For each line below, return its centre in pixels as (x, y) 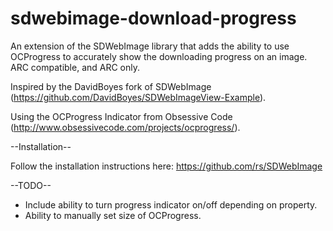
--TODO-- (31, 185)
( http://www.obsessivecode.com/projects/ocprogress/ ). (125, 127)
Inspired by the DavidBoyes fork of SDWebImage (111, 86)
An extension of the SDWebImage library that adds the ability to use (150, 46)
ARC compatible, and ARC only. (75, 67)
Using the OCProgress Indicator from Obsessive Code (121, 116)
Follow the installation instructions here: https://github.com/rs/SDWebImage (166, 166)
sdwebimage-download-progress (153, 18)
